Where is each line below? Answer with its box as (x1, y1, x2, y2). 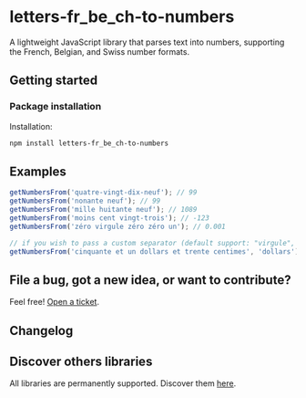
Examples (9, 163, 66, 179)
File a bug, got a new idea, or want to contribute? (9, 272, 291, 288)
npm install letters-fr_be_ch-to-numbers (9, 139, 169, 148)
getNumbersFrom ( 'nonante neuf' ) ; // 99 (9, 196, 161, 206)
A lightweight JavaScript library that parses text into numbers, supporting (9, 37, 285, 47)
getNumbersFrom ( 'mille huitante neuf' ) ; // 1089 (9, 205, 198, 215)
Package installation (9, 100, 102, 113)
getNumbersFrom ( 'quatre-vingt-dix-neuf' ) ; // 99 (9, 188, 198, 197)
